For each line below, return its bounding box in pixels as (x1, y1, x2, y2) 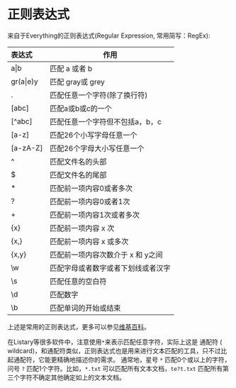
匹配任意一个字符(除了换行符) (49, 90, 148, 100)
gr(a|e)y (11, 76, 38, 86)
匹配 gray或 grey (49, 77, 105, 87)
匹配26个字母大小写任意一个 (49, 143, 145, 153)
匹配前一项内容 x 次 (49, 223, 115, 233)
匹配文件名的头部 (49, 157, 107, 167)
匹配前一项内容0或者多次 (49, 183, 133, 193)
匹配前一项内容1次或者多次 (49, 210, 140, 220)
